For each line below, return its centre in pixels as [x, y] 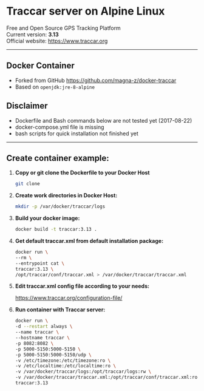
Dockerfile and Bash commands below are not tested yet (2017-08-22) [104, 120]
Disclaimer [27, 106]
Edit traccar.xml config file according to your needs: [82, 286]
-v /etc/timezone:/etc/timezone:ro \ [63, 360]
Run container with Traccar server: [60, 310]
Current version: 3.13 [32, 34]
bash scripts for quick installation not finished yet [76, 133]
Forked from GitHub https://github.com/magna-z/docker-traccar [96, 80]
